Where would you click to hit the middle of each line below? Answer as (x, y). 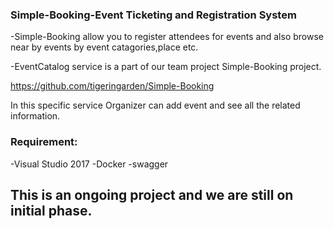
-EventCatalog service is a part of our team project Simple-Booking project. (166, 67)
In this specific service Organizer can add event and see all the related (155, 105)
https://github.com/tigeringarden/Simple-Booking (112, 86)
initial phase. (51, 210)
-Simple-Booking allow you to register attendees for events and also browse (167, 37)
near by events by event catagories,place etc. (104, 47)
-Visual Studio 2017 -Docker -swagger (89, 164)
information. (35, 116)
